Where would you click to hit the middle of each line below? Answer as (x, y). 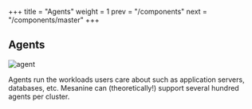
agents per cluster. (39, 96)
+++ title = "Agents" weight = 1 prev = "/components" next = (108, 12)
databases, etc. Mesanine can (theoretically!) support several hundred (124, 88)
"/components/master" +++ (54, 20)
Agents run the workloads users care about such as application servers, (126, 80)
